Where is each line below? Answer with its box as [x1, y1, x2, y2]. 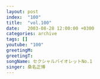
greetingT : [6, 53, 33, 59]
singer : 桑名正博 [6, 64, 46, 70]
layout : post [6, 8, 39, 15]
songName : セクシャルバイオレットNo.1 [6, 58, 93, 64]
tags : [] [6, 36, 28, 42]
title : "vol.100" [6, 20, 52, 26]
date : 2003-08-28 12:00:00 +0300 [6, 25, 95, 31]
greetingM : [6, 48, 33, 53]
